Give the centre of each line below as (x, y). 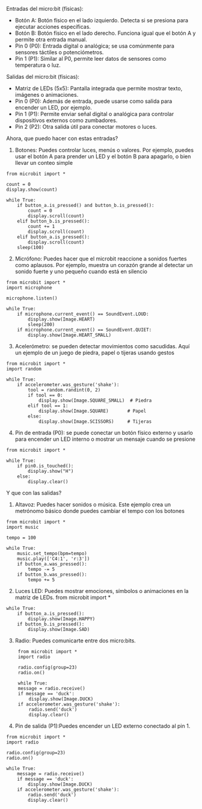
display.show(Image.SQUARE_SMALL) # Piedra (95, 401)
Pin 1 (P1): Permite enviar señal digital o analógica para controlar (94, 114)
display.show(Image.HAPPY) (62, 619)
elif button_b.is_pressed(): (54, 221)
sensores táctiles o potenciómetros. (59, 52)
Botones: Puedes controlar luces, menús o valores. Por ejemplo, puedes (104, 150)
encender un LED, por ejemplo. (53, 107)
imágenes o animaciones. (47, 95)
